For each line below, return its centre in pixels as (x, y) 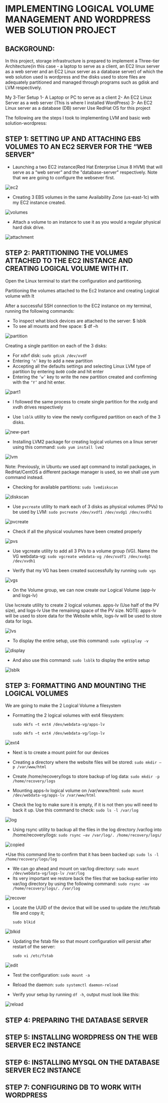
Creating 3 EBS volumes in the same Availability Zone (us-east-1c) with (86, 197)
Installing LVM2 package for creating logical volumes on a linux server (85, 442)
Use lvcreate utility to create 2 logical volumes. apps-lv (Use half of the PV (82, 605)
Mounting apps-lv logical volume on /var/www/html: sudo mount (78, 791)
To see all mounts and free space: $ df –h (55, 326)
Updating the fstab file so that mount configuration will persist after (82, 941)
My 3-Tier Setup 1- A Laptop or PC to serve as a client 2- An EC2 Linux (78, 97)
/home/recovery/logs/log (31, 859)
